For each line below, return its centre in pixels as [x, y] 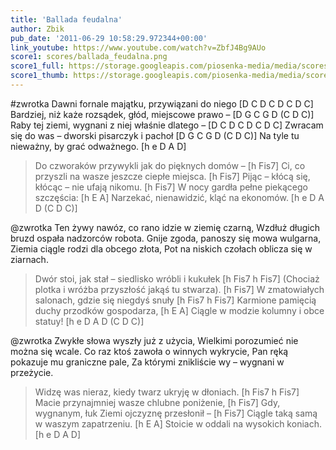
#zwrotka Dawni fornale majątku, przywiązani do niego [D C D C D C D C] [162, 103]
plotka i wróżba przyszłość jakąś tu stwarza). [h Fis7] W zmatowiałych [179, 289]
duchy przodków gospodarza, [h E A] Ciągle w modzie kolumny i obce [179, 310]
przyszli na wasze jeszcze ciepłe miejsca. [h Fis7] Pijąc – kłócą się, [172, 176]
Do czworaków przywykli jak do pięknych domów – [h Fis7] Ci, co [170, 165]
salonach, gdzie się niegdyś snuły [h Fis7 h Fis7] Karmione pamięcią [175, 300]
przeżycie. [32, 372]
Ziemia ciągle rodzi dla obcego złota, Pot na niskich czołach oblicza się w [161, 248]
